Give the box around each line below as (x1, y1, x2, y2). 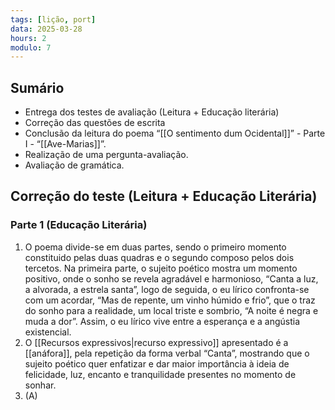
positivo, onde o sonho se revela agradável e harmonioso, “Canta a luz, (24, 272, 319, 285)
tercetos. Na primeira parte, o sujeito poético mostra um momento (24, 262, 298, 274)
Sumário (10, 79, 65, 96)
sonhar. (24, 379, 57, 391)
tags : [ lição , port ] (10, 14, 97, 25)
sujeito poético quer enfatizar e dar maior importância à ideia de (24, 357, 290, 370)
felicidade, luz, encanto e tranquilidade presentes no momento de (24, 368, 297, 380)
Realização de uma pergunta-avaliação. (24, 149, 189, 161)
